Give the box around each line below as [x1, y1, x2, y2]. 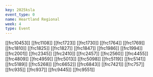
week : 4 [5, 21, 22, 27]
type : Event [5, 26, 30, 31]
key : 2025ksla [5, 7, 35, 13]
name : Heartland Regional [5, 17, 60, 22]
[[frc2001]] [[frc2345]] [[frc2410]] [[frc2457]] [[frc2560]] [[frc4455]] [5, 51, 148, 57]
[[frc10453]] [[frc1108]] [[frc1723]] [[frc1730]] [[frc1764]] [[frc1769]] [5, 40, 145, 46]
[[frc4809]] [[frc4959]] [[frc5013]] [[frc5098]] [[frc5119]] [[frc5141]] [5, 56, 146, 62]
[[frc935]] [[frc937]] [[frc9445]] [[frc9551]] [5, 66, 95, 73]
